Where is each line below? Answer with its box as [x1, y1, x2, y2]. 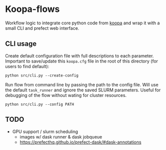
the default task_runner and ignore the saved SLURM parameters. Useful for [5, 87, 161, 93]
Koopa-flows [5, 3, 60, 15]
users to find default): [5, 63, 50, 69]
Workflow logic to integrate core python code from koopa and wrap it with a [5, 20, 160, 26]
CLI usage [5, 40, 37, 48]
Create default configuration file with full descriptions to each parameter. [5, 53, 154, 59]
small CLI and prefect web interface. [5, 25, 79, 31]
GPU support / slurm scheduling [12, 128, 78, 135]
